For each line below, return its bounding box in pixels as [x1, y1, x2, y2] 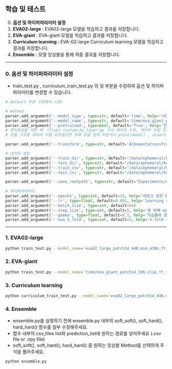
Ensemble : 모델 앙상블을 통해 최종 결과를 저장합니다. [12, 51, 120, 57]
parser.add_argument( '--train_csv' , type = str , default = [5, 165, 127, 170]
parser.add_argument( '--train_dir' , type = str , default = [5, 156, 127, 161]
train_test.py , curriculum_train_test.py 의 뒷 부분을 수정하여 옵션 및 [12, 83, 150, 89]
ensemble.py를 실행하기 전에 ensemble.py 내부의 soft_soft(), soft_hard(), [12, 318, 163, 324]
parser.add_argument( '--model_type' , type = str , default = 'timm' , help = [5, 113, 159, 119]
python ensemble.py [5, 359, 47, 364]
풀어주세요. [22, 349, 45, 355]
